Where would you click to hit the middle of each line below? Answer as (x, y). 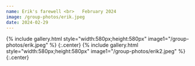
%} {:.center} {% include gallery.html (94, 45)
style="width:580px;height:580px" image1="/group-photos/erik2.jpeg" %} (96, 51)
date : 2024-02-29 (27, 22)
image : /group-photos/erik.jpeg (45, 17)
